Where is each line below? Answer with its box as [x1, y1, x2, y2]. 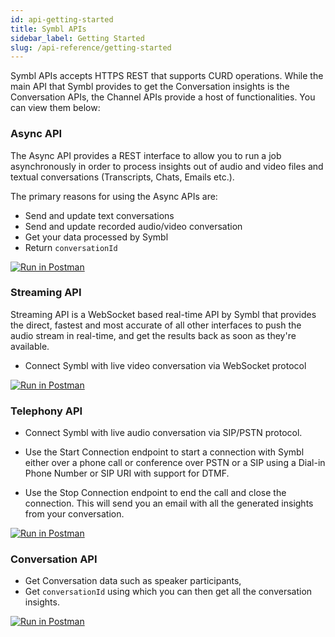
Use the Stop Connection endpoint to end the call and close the [24, 487, 287, 499]
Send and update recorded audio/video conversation [24, 220, 243, 232]
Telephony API [10, 404, 83, 418]
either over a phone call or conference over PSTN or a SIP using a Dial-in [24, 457, 326, 469]
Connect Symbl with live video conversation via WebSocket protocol [24, 359, 307, 371]
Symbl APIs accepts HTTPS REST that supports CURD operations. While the [10, 70, 324, 82]
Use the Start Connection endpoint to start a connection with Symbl [24, 446, 305, 458]
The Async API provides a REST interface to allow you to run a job [10, 149, 282, 161]
